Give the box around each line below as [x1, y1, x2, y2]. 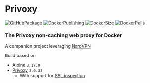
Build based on [5, 53, 36, 58]
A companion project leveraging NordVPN [5, 43, 91, 49]
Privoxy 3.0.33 [12, 67, 43, 73]
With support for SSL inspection [19, 73, 85, 79]
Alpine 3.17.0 [12, 62, 41, 68]
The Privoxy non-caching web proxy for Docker [5, 32, 122, 39]
